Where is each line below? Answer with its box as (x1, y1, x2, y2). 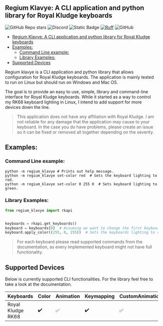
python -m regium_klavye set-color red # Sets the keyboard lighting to (5, 173, 158, 178)
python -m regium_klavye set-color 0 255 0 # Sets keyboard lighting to (5, 182, 158, 187)
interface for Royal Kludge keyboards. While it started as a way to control (5, 94, 151, 100)
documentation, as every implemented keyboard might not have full (16, 244, 152, 250)
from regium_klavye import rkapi (5, 208, 73, 213)
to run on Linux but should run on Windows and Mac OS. (5, 79, 118, 85)
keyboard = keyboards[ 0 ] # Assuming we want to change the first (5, 225, 142, 230)
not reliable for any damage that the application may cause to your (16, 119, 150, 124)
